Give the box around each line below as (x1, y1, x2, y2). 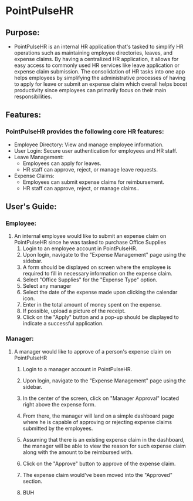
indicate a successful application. (22, 320, 104, 327)
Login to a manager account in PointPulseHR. (22, 365, 133, 372)
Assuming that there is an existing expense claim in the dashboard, (22, 436, 185, 443)
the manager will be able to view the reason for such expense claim (22, 442, 186, 449)
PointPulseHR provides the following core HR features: (5, 127, 164, 136)
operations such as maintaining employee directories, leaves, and (13, 49, 173, 56)
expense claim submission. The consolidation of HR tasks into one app (13, 68, 185, 75)
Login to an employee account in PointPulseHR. (22, 245, 138, 252)
